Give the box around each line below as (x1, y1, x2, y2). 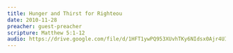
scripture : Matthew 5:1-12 (7, 29, 85, 36)
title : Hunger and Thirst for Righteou (7, 10, 123, 17)
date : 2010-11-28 (7, 17, 58, 23)
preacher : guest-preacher (7, 23, 82, 30)
